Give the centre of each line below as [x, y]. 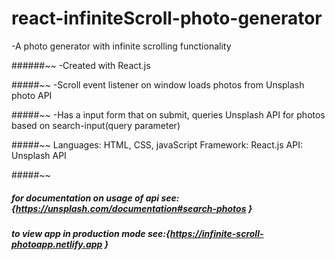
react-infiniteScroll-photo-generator [167, 18]
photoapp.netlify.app [57, 244]
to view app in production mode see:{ [91, 233]
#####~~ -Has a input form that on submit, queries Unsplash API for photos [168, 114]
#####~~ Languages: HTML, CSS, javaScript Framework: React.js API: [157, 144]
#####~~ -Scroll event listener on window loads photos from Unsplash [158, 84]
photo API [32, 95]
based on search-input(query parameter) [96, 125]
